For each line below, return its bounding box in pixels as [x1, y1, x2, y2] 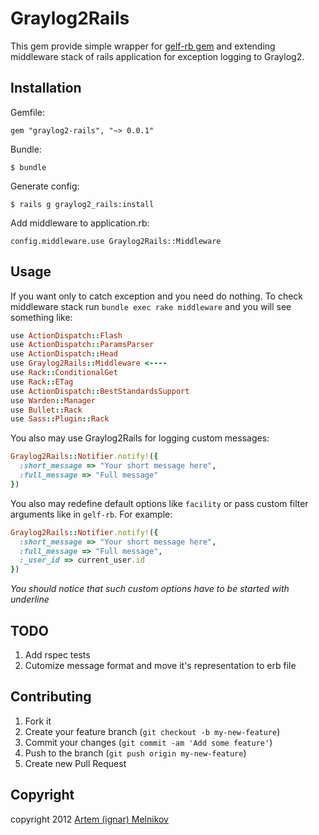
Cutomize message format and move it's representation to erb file [24, 660, 297, 671]
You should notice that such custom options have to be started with [10, 583, 290, 595]
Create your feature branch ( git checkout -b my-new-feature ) [24, 725, 281, 737]
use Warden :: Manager [10, 395, 97, 406]
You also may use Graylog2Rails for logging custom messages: [10, 432, 270, 444]
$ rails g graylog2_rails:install [10, 199, 155, 209]
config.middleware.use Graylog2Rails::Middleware [10, 236, 222, 246]
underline [10, 593, 50, 606]
